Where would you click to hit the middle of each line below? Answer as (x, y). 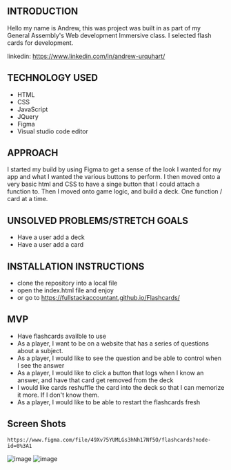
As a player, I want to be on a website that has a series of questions (113, 343)
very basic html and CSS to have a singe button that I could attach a (103, 184)
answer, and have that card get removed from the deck (95, 380)
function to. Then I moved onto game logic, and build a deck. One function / (115, 191)
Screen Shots (37, 424)
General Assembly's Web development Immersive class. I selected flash (109, 35)
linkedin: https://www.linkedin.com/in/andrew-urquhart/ (86, 56)
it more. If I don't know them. (58, 395)
